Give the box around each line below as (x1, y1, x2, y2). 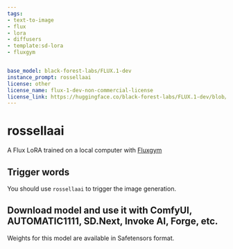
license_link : (7, 93, 49, 101)
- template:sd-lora (7, 42, 64, 49)
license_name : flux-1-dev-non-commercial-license (7, 87, 154, 94)
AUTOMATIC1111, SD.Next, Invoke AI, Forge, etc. (7, 216, 218, 227)
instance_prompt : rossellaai (7, 74, 92, 80)
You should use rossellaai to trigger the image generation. (7, 184, 177, 193)
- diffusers (7, 36, 42, 43)
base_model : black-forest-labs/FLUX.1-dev (7, 67, 132, 74)
